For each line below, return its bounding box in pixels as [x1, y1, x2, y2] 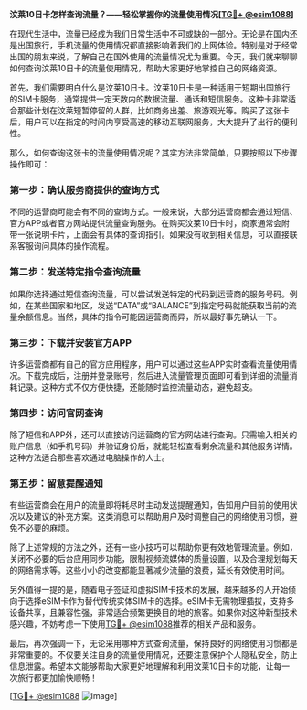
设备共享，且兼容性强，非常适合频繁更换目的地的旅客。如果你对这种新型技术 [9, 608, 298, 619]
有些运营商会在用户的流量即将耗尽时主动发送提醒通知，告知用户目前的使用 [9, 500, 290, 511]
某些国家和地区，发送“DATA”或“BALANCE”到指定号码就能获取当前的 [33, 299, 290, 310]
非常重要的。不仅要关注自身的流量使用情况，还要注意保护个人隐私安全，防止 [9, 650, 298, 661]
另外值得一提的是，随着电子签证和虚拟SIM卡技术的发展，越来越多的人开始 [9, 585, 289, 596]
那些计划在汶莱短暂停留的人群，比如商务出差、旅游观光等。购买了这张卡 [16, 105, 290, 115]
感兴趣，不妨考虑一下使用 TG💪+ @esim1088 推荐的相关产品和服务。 [9, 619, 261, 629]
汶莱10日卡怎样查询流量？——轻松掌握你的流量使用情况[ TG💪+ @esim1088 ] [9, 9, 294, 19]
